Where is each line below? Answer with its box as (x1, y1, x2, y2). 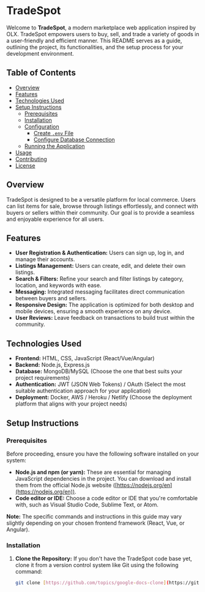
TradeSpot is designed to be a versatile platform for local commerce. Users (6, 196, 196, 203)
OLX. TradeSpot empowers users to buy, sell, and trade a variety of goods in (6, 30, 199, 37)
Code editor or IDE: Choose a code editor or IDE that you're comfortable (15, 494, 198, 501)
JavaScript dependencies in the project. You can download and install (15, 475, 192, 482)
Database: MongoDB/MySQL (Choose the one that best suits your (15, 368, 182, 375)
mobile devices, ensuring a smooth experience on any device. (15, 308, 172, 315)
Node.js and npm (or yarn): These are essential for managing (15, 468, 171, 476)
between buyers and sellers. (15, 295, 88, 302)
